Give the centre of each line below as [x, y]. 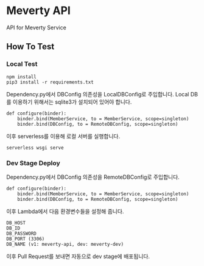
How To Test [30, 47]
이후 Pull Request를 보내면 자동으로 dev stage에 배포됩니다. [78, 256]
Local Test [22, 64]
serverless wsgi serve [35, 148]
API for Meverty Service [37, 27]
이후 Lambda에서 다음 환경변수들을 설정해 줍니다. [65, 211]
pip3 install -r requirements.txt [50, 82]
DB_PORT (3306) [26, 239]
